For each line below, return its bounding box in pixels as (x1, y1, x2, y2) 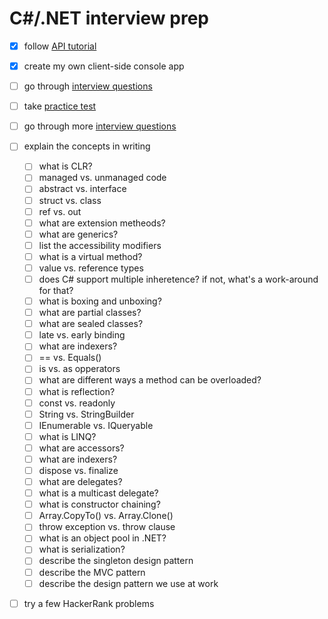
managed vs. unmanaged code (38, 172, 167, 184)
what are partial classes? (38, 307, 142, 319)
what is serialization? (38, 543, 126, 556)
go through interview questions (23, 80, 153, 92)
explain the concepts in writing (23, 140, 151, 152)
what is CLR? (38, 160, 93, 172)
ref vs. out (38, 205, 82, 217)
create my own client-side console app (23, 60, 185, 72)
